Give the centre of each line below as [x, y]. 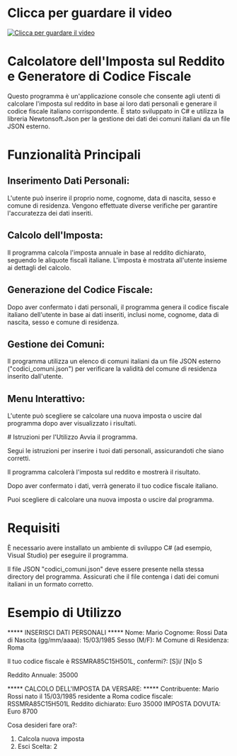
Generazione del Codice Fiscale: [80, 290]
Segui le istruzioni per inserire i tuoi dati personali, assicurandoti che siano [116, 451]
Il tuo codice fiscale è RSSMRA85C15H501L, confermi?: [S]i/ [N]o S [105, 661]
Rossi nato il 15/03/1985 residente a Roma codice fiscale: [90, 696]
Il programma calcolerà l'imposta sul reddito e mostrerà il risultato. [104, 472]
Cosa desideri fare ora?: [42, 725]
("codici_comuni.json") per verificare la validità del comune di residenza [112, 369]
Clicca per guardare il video [90, 13]
